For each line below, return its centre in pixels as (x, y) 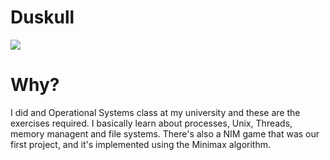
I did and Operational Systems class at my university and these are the (155, 112)
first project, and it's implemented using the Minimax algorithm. (140, 144)
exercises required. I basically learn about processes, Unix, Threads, (151, 123)
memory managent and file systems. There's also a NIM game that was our (165, 133)
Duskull (42, 17)
